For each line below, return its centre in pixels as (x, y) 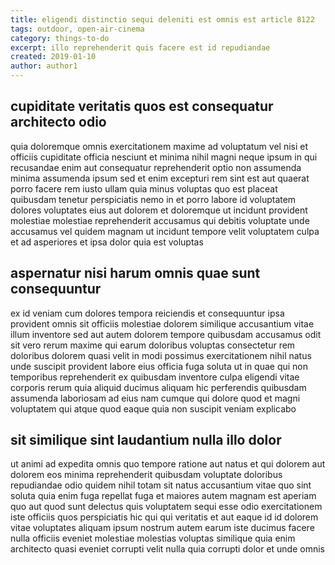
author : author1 (44, 66)
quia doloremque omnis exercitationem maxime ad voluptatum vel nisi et (159, 146)
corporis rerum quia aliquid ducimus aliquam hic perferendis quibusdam (158, 387)
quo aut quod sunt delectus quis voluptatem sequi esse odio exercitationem (166, 507)
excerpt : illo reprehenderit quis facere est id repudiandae (140, 47)
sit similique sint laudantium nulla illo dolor (146, 440)
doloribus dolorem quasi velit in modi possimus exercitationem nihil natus (161, 355)
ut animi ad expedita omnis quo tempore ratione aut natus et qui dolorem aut (168, 464)
